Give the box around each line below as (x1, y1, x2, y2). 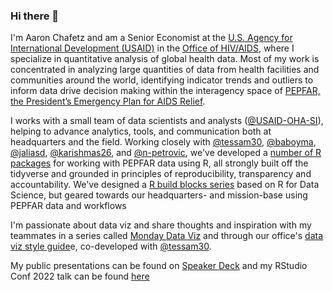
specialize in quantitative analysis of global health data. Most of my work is (10, 53, 320, 65)
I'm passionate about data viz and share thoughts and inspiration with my (10, 219, 312, 231)
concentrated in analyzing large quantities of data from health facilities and (10, 64, 320, 76)
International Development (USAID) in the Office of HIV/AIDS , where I (10, 42, 295, 54)
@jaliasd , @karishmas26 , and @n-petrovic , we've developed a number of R (10, 147, 322, 159)
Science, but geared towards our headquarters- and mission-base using (10, 189, 308, 201)
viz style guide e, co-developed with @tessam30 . (10, 240, 212, 253)
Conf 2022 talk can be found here (10, 270, 150, 283)
